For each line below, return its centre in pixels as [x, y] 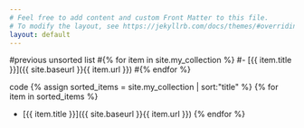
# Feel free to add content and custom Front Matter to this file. [139, 18]
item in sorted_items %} [54, 96]
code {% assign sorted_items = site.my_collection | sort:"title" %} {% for [144, 87]
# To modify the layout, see [64, 26]
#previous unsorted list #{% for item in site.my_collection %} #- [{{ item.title [151, 60]
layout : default [40, 34]
